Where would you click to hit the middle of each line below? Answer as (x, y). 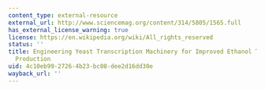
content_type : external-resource (63, 15)
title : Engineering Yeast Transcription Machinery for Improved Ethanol (130, 52)
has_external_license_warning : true (68, 30)
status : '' (26, 45)
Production (33, 59)
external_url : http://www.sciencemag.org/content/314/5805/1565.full (125, 23)
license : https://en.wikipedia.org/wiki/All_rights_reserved (111, 37)
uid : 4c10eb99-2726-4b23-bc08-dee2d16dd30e (81, 67)
